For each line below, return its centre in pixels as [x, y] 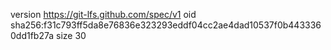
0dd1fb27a [32, 35]
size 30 [71, 35]
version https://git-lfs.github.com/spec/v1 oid [103, 14]
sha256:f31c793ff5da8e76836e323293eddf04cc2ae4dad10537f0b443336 [166, 25]
